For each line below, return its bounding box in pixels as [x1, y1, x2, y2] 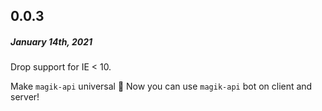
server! [10, 91, 40, 103]
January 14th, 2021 [10, 35, 93, 48]
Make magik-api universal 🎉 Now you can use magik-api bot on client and [10, 80, 313, 93]
